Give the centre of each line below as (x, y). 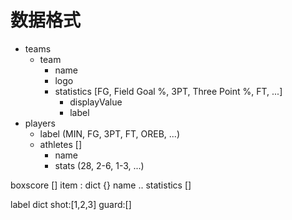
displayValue (96, 102)
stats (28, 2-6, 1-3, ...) (99, 165)
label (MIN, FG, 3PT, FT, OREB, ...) (110, 133)
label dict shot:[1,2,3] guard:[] (71, 204)
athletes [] (61, 144)
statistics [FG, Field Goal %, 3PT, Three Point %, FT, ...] (168, 91)
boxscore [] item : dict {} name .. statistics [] (101, 185)
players (40, 123)
